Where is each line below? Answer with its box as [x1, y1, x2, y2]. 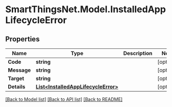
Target [8, 75, 25, 82]
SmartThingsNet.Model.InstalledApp [5, 4, 166, 15]
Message [8, 67, 31, 73]
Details [8, 83, 26, 90]
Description [123, 50, 153, 57]
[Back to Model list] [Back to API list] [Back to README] [5, 96, 123, 102]
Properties [5, 35, 40, 43]
